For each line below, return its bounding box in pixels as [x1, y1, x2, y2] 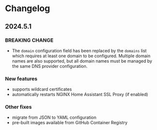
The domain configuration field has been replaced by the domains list [12, 48, 147, 53]
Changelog [5, 3, 50, 14]
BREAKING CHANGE [5, 37, 54, 44]
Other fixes [5, 104, 32, 111]
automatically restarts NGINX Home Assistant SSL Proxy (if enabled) [12, 92, 148, 97]
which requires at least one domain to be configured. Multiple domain [12, 53, 151, 59]
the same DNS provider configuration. [12, 63, 88, 69]
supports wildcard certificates [12, 86, 72, 92]
